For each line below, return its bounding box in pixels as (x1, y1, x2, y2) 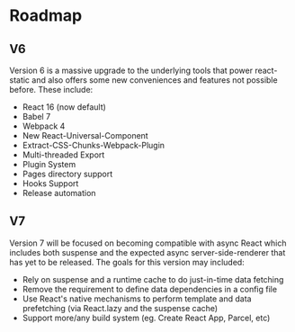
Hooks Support (22, 178, 79, 189)
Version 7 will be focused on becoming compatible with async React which (9, 238, 287, 248)
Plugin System (22, 159, 76, 169)
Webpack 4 (22, 121, 66, 131)
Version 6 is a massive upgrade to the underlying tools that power (9, 65, 254, 76)
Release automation (22, 188, 96, 198)
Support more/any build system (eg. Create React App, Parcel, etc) (22, 312, 271, 323)
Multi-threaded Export (22, 149, 105, 160)
